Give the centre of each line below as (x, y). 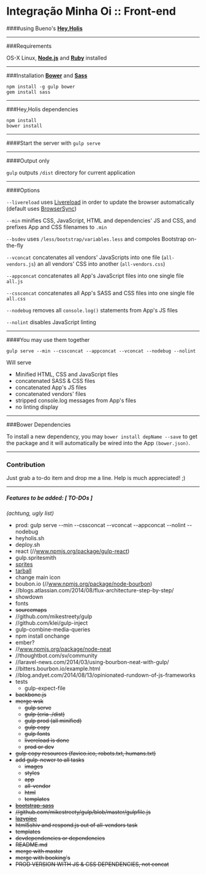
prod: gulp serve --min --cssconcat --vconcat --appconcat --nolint (100, 525)
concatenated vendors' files (51, 393)
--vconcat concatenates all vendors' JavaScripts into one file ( (85, 257)
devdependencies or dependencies (60, 838)
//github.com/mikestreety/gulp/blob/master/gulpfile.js (83, 812)
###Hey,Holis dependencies (42, 109)
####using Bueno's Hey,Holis (44, 28)
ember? (25, 643)
